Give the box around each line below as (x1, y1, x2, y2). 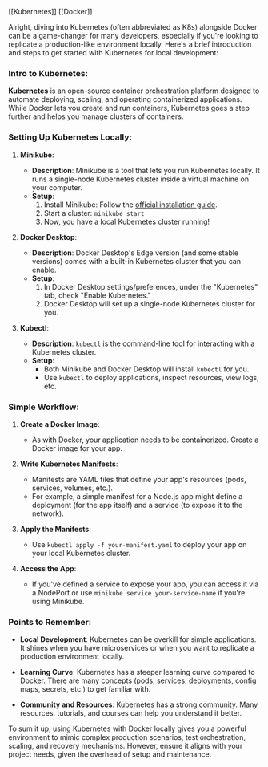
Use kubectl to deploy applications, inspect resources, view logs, (43, 372, 260, 382)
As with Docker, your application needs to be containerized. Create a (31, 435, 259, 444)
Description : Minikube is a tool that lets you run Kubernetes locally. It (31, 165, 260, 175)
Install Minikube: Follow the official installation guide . (43, 200, 218, 209)
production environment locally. (19, 651, 125, 661)
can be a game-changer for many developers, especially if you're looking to (8, 31, 258, 40)
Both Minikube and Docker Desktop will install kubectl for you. (43, 364, 250, 374)
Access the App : (19, 563, 77, 573)
